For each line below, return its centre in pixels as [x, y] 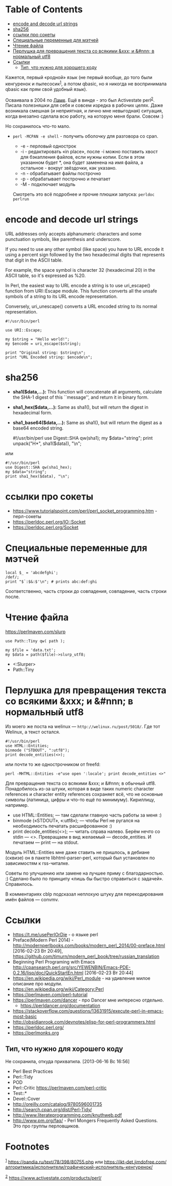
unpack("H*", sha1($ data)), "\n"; [47, 443]
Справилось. [19, 884]
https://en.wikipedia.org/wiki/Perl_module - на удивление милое [82, 978]
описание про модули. [37, 984]
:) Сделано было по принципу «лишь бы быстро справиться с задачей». [84, 878]
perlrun [21, 199]
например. [17, 805]
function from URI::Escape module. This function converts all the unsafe [81, 291]
